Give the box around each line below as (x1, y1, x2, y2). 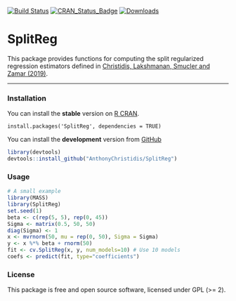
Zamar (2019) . (7, 69, 48, 77)
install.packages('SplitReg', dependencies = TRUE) (7, 123, 162, 130)
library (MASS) (7, 194, 49, 201)
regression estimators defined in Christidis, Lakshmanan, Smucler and (7, 62, 211, 70)
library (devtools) (7, 149, 61, 156)
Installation (7, 93, 47, 103)
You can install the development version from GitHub (7, 135, 162, 144)
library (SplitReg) (7, 201, 61, 208)
